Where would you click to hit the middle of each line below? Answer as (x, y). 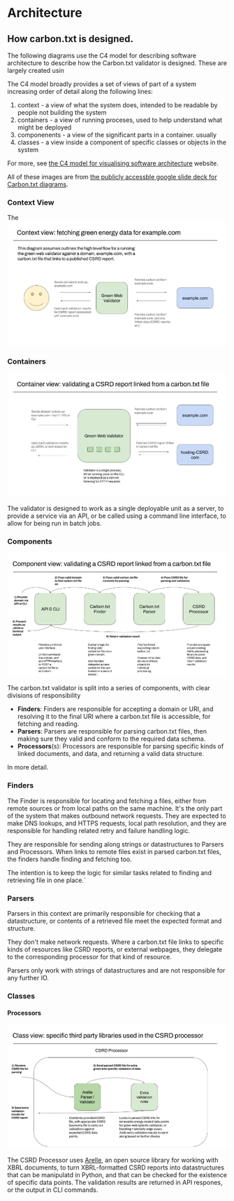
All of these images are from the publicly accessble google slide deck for (112, 177)
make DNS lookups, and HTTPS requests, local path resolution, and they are (117, 823)
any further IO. (28, 977)
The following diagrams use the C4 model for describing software (102, 55)
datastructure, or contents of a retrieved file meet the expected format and (115, 921)
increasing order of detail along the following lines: (80, 91)
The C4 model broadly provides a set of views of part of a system (102, 84)
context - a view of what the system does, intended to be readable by (117, 105)
